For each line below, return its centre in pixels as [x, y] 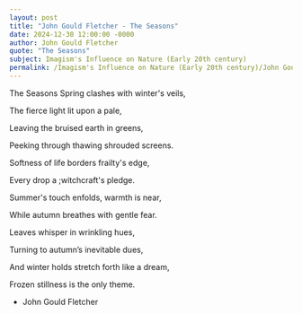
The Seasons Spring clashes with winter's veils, [98, 93]
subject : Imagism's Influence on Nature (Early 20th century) [128, 59]
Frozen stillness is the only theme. [72, 284]
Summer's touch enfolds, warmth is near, [85, 197]
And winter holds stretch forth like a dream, [89, 266]
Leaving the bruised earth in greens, [76, 127]
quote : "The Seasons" [50, 51]
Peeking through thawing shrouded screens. [91, 145]
